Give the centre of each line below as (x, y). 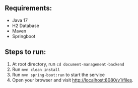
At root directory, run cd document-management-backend (68, 64)
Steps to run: (25, 52)
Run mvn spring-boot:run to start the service (58, 74)
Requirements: (28, 8)
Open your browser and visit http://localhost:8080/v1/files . (73, 80)
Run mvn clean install (36, 69)
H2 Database (26, 25)
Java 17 (20, 20)
